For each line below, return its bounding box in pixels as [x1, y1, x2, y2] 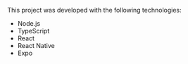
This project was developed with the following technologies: [7, 6, 182, 14]
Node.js [17, 19, 41, 27]
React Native [17, 42, 55, 49]
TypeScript [17, 27, 50, 35]
